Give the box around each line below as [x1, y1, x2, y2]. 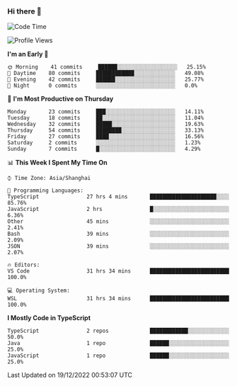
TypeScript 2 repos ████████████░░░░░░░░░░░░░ [7, 327, 230, 335]
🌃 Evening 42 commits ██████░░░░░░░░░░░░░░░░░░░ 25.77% [7, 76, 204, 84]
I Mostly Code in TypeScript [7, 314, 91, 322]
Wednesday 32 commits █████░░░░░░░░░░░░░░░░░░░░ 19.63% [7, 120, 204, 128]
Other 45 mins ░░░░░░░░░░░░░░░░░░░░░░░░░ [7, 218, 230, 225]
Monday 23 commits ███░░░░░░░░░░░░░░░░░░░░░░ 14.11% [7, 108, 204, 115]
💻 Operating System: [7, 287, 71, 295]
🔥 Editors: [7, 261, 40, 268]
